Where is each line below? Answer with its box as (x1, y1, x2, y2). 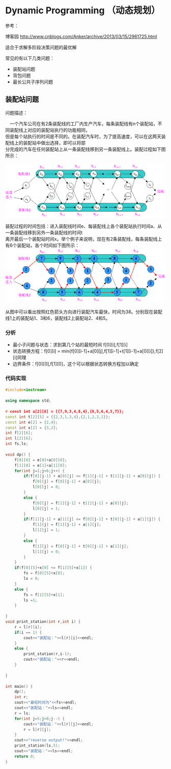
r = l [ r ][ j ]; (23, 727, 51, 732)
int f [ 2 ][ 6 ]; (5, 430, 33, 436)
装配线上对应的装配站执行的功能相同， (9, 127, 90, 133)
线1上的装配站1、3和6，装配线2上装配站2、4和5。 (5, 315, 110, 321)
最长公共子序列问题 (12, 79, 53, 85)
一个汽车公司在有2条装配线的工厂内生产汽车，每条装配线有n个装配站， (9, 121, 158, 127)
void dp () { (5, 452, 31, 457)
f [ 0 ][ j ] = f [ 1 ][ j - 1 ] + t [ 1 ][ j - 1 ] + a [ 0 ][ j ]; (32, 500, 129, 506)
